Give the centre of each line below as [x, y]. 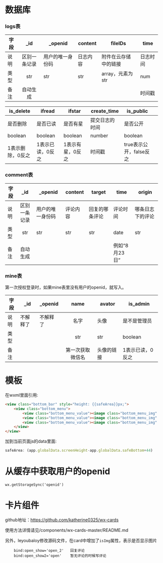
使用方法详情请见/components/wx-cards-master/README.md [67, 530]
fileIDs [118, 43]
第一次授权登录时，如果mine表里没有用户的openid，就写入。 [66, 288]
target [98, 192]
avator [107, 304]
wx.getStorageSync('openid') [34, 485]
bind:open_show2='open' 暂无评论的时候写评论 [60, 556]
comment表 [19, 175]
